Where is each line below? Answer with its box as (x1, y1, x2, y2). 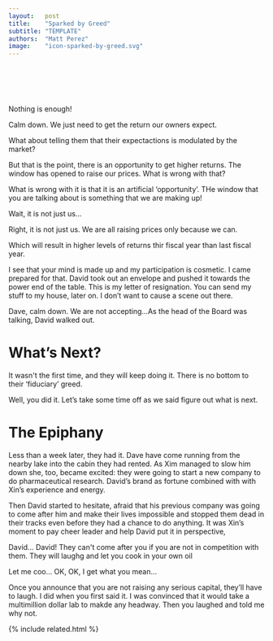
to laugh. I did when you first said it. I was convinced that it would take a (8, 591, 250, 600)
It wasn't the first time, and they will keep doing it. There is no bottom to (8, 371, 249, 380)
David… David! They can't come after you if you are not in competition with (8, 542, 259, 552)
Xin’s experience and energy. (8, 485, 106, 495)
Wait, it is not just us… (8, 209, 83, 219)
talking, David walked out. (8, 315, 95, 325)
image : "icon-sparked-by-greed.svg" (8, 42, 144, 50)
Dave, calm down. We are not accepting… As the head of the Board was (8, 307, 248, 316)
